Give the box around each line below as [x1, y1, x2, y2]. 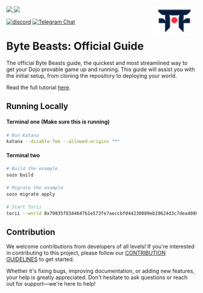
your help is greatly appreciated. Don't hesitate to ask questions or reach [6, 274, 188, 281]
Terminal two [6, 151, 40, 159]
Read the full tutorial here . [6, 84, 71, 91]
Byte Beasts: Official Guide [6, 39, 144, 53]
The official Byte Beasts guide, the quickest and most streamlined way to [6, 59, 188, 66]
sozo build [6, 172, 34, 178]
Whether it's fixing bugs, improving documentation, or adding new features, [6, 268, 195, 275]
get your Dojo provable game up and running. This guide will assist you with [6, 66, 195, 73]
